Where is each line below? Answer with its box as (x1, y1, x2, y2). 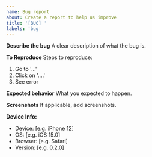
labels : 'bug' (6, 25, 42, 32)
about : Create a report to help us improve (6, 14, 117, 20)
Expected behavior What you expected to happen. (6, 90, 132, 97)
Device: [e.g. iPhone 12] (14, 125, 74, 132)
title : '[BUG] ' (6, 20, 47, 26)
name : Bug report (6, 8, 50, 15)
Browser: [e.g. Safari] (14, 138, 68, 145)
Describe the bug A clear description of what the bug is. (6, 42, 146, 49)
